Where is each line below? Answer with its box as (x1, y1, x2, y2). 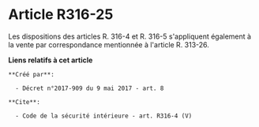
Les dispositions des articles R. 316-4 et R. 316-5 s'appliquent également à (8, 32, 251, 41)
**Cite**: (8, 98, 41, 106)
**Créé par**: (8, 70, 55, 78)
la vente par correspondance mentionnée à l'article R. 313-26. (8, 39, 209, 49)
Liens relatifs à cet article (8, 55, 93, 65)
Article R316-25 (8, 6, 114, 24)
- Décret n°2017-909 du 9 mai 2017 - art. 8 (15, 84, 164, 92)
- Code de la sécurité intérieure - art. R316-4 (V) (15, 112, 193, 120)
